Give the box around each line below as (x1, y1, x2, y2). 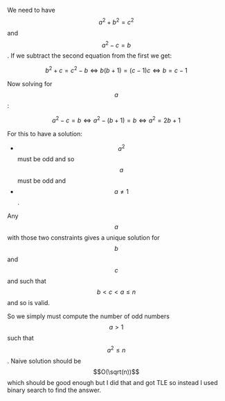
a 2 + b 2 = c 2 (98, 17, 134, 26)
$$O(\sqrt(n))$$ (93, 368, 140, 376)
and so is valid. (7, 299, 51, 307)
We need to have (7, 6, 55, 14)
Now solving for (7, 79, 53, 88)
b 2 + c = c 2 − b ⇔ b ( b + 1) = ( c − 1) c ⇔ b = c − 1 (44, 65, 188, 74)
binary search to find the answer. (7, 386, 102, 394)
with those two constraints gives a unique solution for (7, 234, 161, 242)
